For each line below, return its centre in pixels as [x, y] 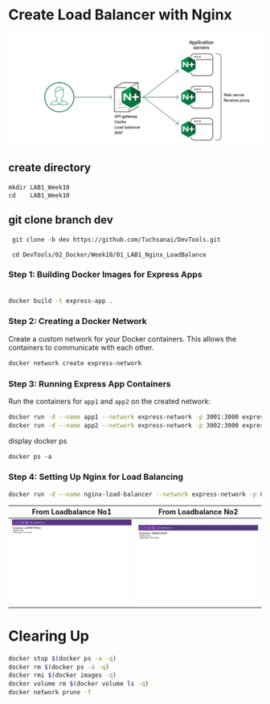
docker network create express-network [75, 363]
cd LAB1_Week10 [39, 195]
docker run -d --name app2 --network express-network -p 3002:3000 [124, 425]
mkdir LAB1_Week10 [39, 187]
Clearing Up [49, 636]
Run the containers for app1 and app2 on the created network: [110, 401]
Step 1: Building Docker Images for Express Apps [105, 275]
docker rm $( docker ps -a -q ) [59, 667]
